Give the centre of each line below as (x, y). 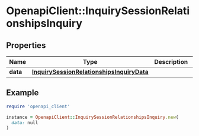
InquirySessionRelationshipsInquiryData (90, 72)
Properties (26, 45)
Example (23, 93)
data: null (25, 122)
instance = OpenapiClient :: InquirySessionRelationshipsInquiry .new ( (92, 117)
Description (171, 62)
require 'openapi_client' (38, 106)
